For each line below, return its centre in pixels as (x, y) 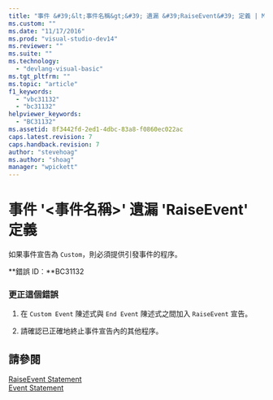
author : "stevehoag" (43, 152)
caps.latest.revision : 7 (50, 137)
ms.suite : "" (30, 54)
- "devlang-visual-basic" (60, 69)
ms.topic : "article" (43, 84)
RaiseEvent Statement (45, 380)
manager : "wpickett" (43, 167)
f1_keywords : (30, 91)
